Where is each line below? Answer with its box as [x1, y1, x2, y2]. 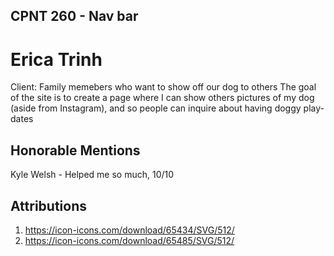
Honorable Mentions [10, 142, 141, 159]
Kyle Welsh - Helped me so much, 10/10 [10, 169, 175, 181]
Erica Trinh [10, 48, 103, 71]
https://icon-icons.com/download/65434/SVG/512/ [24, 224, 235, 236]
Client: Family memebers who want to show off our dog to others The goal [10, 81, 317, 93]
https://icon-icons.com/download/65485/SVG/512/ [24, 234, 235, 246]
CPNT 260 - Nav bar [10, 8, 139, 25]
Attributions [10, 197, 88, 214]
